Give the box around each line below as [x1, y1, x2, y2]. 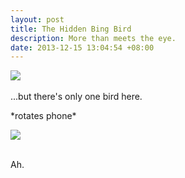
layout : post [10, 14, 65, 25]
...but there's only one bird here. [10, 91, 143, 103]
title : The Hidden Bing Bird [10, 24, 132, 34]
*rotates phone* [10, 110, 77, 122]
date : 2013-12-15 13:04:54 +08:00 [10, 42, 155, 53]
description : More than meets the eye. [10, 33, 177, 43]
